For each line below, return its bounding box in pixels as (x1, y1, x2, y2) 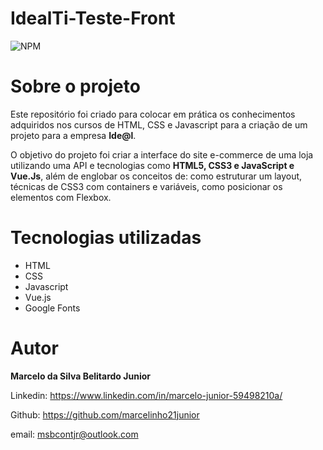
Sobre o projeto (10, 75, 141, 98)
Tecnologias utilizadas (10, 227, 202, 249)
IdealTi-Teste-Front (10, 7, 176, 30)
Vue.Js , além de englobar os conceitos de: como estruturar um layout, (10, 170, 303, 182)
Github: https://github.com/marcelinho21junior (10, 408, 200, 421)
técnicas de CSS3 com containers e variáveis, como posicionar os (10, 180, 283, 192)
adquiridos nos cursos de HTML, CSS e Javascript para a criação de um (10, 118, 308, 131)
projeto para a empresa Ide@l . (10, 129, 137, 141)
